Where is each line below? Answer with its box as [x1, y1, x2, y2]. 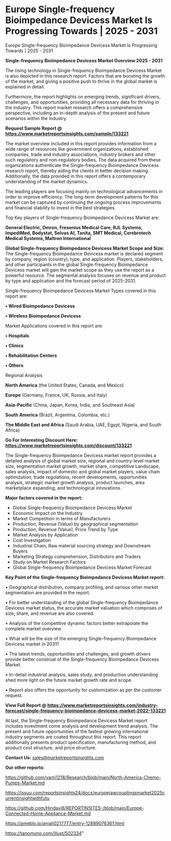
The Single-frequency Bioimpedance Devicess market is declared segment [5, 250, 163, 256]
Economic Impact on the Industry [12, 510, 83, 516]
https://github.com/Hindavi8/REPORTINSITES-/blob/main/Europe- [5, 805, 144, 811]
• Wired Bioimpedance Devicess [5, 303, 75, 309]
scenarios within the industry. [5, 115, 67, 121]
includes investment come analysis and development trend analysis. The [5, 723, 158, 729]
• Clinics [5, 342, 24, 348]
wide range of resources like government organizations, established [5, 146, 149, 152]
